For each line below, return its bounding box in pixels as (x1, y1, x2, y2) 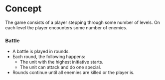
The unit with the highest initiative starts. (19, 59, 104, 65)
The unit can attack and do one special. (19, 64, 101, 70)
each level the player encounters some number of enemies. (5, 24, 128, 30)
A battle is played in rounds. (12, 48, 70, 55)
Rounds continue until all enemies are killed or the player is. (12, 70, 135, 76)
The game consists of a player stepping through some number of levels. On (5, 19, 161, 25)
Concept (5, 3, 42, 14)
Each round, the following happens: (12, 54, 86, 60)
